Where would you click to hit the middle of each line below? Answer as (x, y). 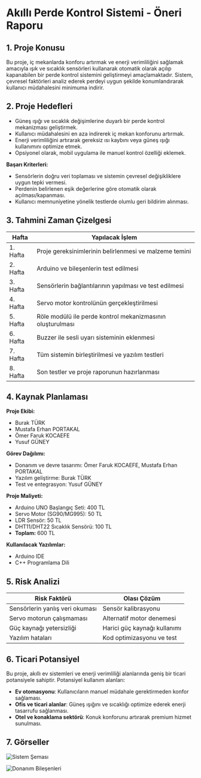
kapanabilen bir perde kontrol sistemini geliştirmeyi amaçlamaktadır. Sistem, (100, 75)
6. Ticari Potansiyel (43, 659)
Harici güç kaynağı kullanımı (142, 628)
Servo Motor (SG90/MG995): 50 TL (59, 514)
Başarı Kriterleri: (27, 164)
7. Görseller (28, 742)
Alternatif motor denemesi (139, 618)
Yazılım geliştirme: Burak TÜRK (53, 478)
